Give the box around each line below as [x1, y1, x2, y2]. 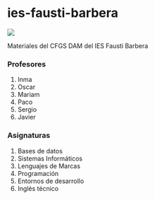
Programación [17, 169, 59, 177]
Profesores [7, 59, 46, 69]
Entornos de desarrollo [17, 177, 85, 185]
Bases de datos [17, 146, 63, 155]
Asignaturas [7, 131, 51, 141]
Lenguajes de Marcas [17, 161, 81, 170]
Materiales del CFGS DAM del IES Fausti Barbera [7, 41, 149, 50]
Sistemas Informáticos [17, 154, 83, 163]
